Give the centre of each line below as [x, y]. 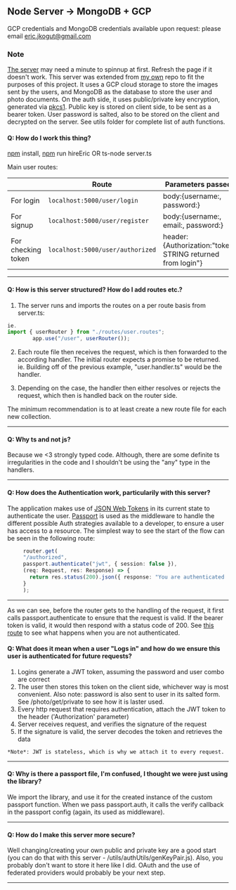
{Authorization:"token [198, 245]
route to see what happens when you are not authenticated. [94, 633]
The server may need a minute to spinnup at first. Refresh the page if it [110, 70]
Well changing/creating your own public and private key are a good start [112, 851]
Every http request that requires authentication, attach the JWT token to [122, 709]
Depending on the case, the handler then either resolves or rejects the [119, 388]
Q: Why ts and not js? [39, 439]
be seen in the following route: [51, 538]
